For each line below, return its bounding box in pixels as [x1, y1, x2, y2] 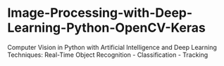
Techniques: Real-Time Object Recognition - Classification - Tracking [7, 51, 209, 59]
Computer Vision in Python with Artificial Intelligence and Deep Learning [7, 43, 217, 51]
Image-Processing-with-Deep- [7, 5, 193, 21]
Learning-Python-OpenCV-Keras [7, 20, 206, 36]
